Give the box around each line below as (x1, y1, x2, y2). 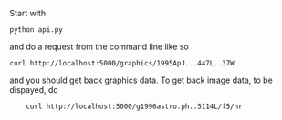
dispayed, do (9, 85, 58, 95)
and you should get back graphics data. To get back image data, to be (9, 75, 274, 85)
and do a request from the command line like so (9, 41, 189, 52)
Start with (9, 8, 47, 18)
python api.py (9, 25, 64, 35)
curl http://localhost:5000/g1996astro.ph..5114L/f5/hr (26, 102, 244, 111)
